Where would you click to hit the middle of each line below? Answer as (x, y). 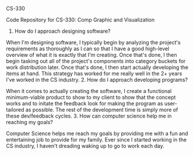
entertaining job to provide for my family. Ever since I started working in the (96, 139)
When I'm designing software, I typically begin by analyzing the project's (93, 42)
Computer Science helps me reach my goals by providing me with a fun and (97, 133)
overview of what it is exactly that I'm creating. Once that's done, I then (92, 55)
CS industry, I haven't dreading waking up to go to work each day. (85, 146)
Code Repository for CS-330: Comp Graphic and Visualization (80, 20)
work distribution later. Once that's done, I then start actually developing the (97, 67)
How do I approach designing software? (62, 31)
